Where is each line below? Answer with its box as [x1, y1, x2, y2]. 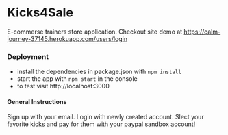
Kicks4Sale [7, 5, 74, 21]
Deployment [7, 51, 49, 61]
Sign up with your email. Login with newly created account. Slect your [7, 113, 204, 121]
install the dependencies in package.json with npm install [16, 67, 181, 76]
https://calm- [183, 27, 221, 36]
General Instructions [7, 97, 67, 106]
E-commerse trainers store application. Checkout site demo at [7, 27, 183, 36]
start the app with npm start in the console [16, 75, 138, 83]
